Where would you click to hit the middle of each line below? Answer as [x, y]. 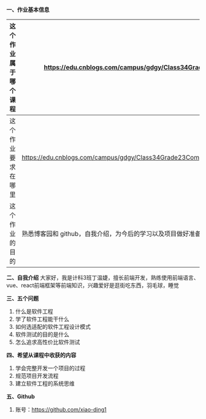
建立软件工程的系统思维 [45, 383]
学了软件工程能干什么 [42, 319]
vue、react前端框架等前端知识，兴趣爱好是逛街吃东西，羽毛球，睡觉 [93, 285]
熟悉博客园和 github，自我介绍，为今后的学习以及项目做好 [105, 234]
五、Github [21, 396]
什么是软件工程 [34, 311]
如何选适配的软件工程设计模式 [53, 327]
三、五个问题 [22, 298]
